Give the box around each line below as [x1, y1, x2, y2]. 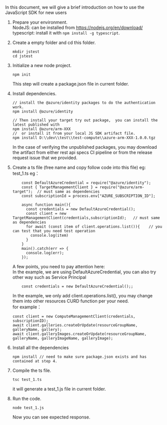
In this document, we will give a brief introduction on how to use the [5, 5, 145, 10]
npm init [12, 72, 31, 77]
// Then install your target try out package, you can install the [12, 118, 158, 123]
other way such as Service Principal [12, 274, 86, 280]
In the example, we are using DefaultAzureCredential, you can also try [12, 269, 156, 275]
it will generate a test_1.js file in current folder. [12, 386, 106, 392]
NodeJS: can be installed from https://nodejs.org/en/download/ [12, 25, 143, 31]
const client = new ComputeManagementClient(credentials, [12, 314, 136, 319]
